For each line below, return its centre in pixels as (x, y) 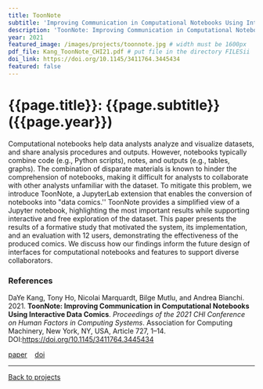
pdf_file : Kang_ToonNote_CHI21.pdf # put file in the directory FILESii (129, 52)
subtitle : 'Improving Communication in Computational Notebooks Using (126, 23)
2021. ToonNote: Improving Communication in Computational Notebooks (129, 306)
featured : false (34, 67)
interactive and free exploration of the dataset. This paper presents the (122, 218)
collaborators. (31, 260)
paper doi (27, 354)
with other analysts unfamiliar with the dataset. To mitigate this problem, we (130, 185)
